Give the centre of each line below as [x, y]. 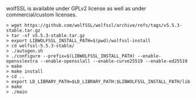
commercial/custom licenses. [42, 15]
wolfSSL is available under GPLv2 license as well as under [76, 8]
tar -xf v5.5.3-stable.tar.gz [48, 36]
